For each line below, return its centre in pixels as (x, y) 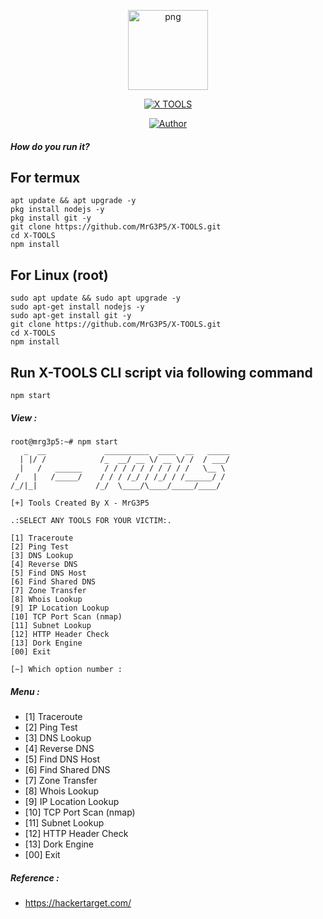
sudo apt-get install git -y (71, 316)
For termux (45, 177)
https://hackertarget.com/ (78, 902)
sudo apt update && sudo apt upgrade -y (96, 298)
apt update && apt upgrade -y (73, 201)
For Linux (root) (59, 275)
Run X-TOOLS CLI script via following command (161, 372)
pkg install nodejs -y (57, 210)
